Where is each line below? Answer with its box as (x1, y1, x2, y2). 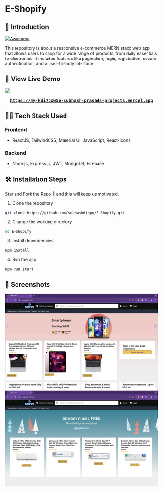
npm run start (5, 267, 34, 272)
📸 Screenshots (5, 280, 50, 289)
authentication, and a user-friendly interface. (5, 61, 95, 66)
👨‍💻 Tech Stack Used (5, 112, 67, 120)
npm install (5, 248, 29, 253)
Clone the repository (12, 200, 53, 206)
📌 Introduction (5, 23, 49, 31)
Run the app (12, 257, 37, 263)
